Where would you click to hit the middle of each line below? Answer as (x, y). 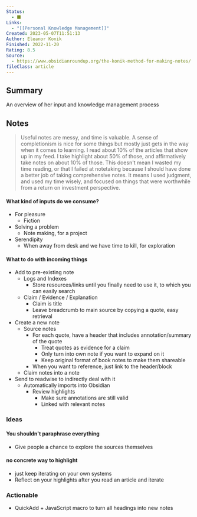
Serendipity (29, 239)
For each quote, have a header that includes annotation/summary (112, 335)
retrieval (42, 316)
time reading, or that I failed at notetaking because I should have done (106, 169)
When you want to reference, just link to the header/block (102, 366)
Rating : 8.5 (21, 50)
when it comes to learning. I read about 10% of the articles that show (104, 150)
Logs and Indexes (45, 279)
